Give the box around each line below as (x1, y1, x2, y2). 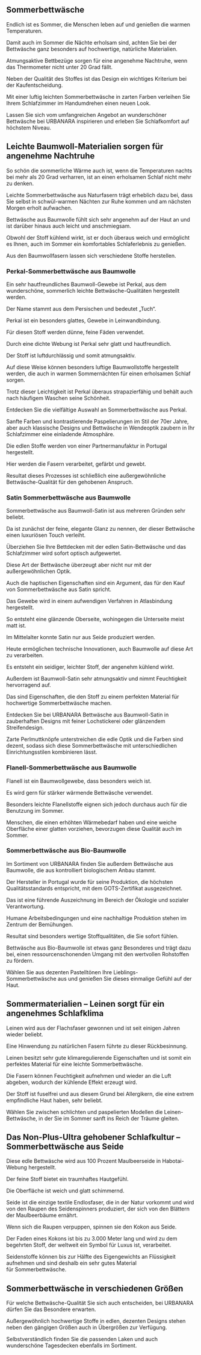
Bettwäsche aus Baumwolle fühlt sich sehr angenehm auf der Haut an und (6, 216, 191, 223)
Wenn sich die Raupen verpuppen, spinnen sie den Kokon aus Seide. (6, 1223, 177, 1231)
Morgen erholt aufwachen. (6, 204, 73, 211)
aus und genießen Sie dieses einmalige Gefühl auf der (57, 975, 192, 982)
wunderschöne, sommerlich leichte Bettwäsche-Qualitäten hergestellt (6, 287, 180, 294)
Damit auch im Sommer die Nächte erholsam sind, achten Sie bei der (6, 39, 177, 46)
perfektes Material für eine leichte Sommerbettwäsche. (6, 1060, 143, 1068)
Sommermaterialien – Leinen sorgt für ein (6, 999, 165, 1009)
